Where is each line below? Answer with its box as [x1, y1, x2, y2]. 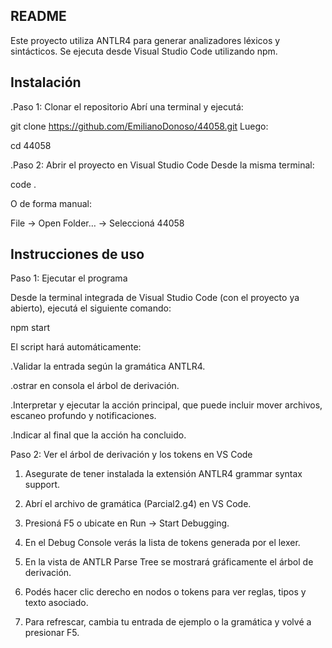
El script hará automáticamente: [10, 341, 142, 353]
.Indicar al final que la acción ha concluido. [10, 429, 187, 441]
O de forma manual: [10, 197, 92, 209]
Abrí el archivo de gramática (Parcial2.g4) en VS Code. [24, 498, 252, 510]
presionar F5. [24, 627, 80, 639]
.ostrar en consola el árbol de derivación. [10, 380, 180, 392]
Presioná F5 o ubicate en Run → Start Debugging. [24, 517, 230, 529]
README [10, 8, 67, 25]
